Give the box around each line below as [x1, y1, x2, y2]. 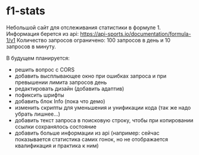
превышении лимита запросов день [14, 79, 107, 86]
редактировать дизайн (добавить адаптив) [14, 85, 125, 92]
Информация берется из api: [6, 30, 79, 37]
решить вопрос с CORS [14, 66, 75, 73]
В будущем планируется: [6, 54, 70, 61]
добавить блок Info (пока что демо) [14, 97, 105, 105]
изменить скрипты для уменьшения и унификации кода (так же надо [14, 104, 191, 111]
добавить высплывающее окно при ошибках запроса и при [14, 72, 167, 79]
